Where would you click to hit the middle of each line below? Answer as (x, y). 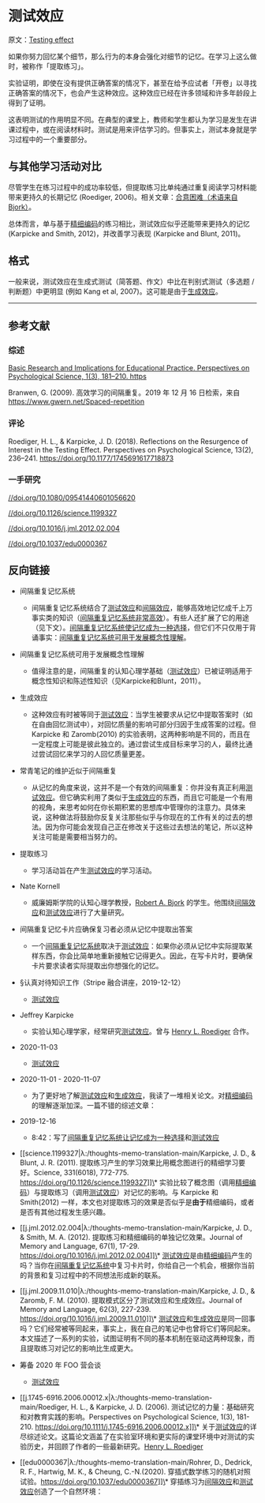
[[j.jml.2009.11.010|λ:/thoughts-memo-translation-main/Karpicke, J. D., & (137, 1291)
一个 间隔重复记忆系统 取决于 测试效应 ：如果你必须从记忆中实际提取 (138, 945)
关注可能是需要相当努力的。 (77, 836)
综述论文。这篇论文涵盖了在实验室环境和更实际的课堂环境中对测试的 (137, 1436)
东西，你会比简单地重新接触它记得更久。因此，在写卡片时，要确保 (146, 956)
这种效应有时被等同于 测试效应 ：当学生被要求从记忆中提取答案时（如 (142, 714)
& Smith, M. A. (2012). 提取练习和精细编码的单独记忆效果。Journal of (131, 1237)
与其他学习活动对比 (55, 167)
